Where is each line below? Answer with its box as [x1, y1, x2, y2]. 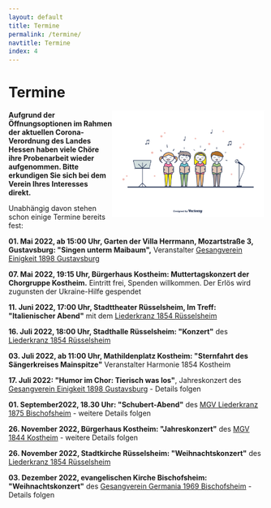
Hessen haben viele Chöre [8, 144, 100, 154]
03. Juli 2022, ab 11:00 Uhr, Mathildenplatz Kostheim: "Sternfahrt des [8, 351, 249, 361]
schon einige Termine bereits [8, 212, 105, 222]
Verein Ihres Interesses [8, 179, 88, 189]
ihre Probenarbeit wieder [8, 153, 95, 163]
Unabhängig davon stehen [8, 204, 97, 213]
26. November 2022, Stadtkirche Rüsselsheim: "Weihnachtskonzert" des [8, 449, 261, 458]
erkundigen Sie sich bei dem [8, 170, 107, 180]
